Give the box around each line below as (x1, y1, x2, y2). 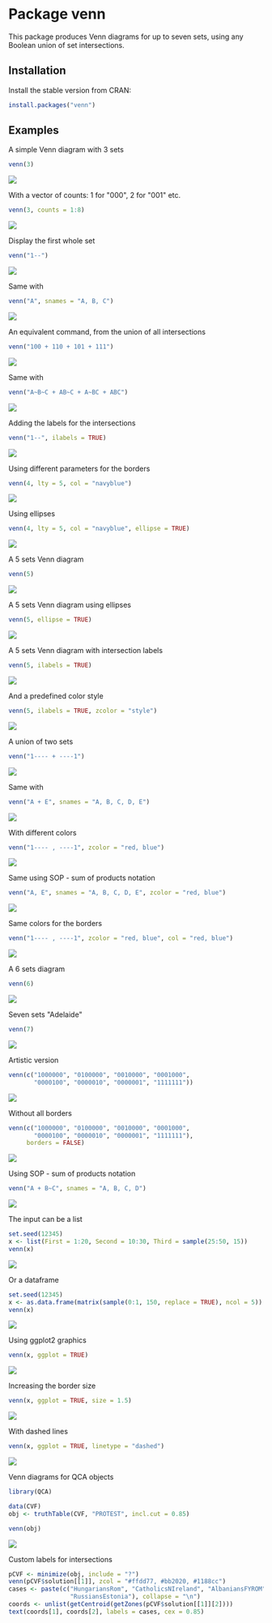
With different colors (8, 827, 77, 837)
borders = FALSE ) (26, 1139, 85, 1147)
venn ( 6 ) (8, 980, 35, 989)
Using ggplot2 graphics (8, 1335, 87, 1345)
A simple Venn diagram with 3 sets (8, 145, 124, 155)
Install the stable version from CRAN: (8, 85, 132, 95)
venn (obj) (8, 1524, 42, 1532)
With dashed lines (8, 1427, 69, 1437)
